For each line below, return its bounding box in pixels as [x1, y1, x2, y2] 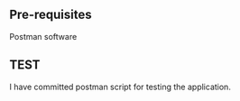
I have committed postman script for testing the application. [9, 81, 232, 92]
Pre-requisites [9, 7, 92, 23]
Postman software [9, 31, 78, 41]
